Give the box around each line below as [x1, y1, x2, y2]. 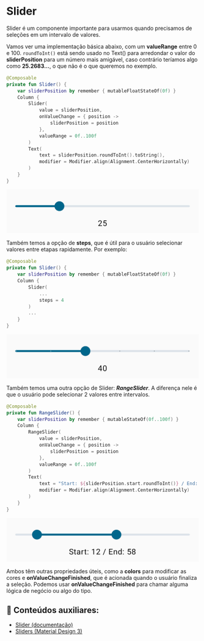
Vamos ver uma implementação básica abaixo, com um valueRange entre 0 [6, 43, 197, 50]
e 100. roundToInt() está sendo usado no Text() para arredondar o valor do [6, 49, 195, 56]
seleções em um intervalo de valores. [6, 31, 101, 38]
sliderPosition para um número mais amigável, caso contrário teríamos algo [6, 56, 198, 63]
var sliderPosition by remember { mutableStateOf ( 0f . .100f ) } [17, 416, 179, 422]
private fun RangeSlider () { [6, 409, 81, 416]
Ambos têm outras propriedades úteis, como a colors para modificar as [6, 568, 187, 575]
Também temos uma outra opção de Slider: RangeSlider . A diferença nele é [6, 384, 197, 392]
